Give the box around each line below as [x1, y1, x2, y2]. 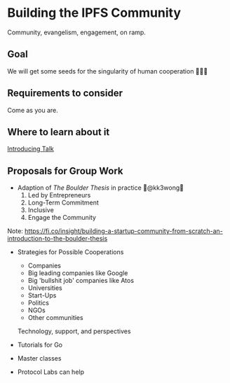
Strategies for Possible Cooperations [17, 248, 124, 256]
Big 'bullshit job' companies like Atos [27, 277, 135, 285]
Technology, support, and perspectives [17, 327, 131, 335]
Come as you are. [7, 106, 58, 114]
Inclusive [27, 206, 54, 214]
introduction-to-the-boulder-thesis [7, 235, 108, 243]
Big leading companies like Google [27, 269, 128, 277]
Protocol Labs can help [17, 368, 85, 376]
